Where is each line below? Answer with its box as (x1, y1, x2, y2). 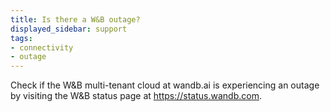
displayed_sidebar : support (10, 24, 128, 34)
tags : (10, 33, 33, 43)
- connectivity (10, 42, 74, 53)
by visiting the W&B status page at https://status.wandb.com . (10, 90, 262, 102)
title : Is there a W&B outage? (10, 14, 141, 25)
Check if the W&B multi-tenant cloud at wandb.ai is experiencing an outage (10, 79, 320, 91)
